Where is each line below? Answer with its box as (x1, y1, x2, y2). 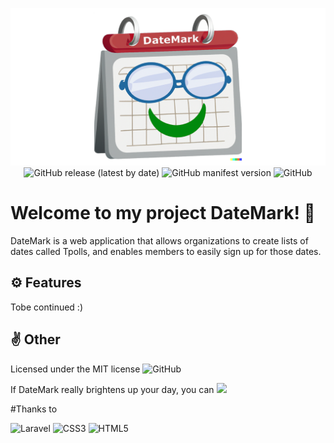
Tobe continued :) (10, 301, 84, 313)
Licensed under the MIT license (10, 363, 141, 375)
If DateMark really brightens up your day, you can (10, 383, 215, 395)
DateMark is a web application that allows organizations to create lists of (10, 234, 309, 247)
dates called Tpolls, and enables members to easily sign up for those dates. (10, 245, 322, 257)
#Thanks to (10, 403, 58, 415)
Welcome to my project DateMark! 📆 (10, 202, 316, 225)
